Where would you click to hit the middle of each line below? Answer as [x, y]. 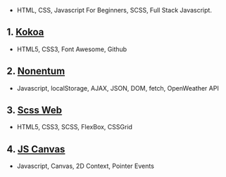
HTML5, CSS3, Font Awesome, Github [72, 49]
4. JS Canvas [36, 149]
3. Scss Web [34, 111]
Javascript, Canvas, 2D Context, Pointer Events [85, 166]
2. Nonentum [36, 71]
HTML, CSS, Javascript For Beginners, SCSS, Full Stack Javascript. [114, 10]
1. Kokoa [25, 32]
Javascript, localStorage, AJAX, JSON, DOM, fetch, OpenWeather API [118, 88]
